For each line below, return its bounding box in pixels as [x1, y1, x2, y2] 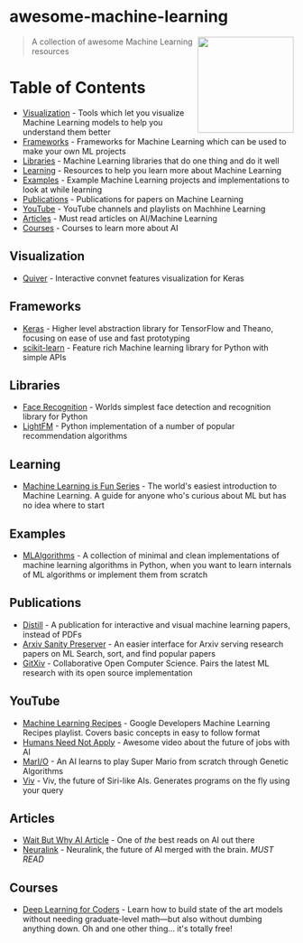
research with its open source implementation [22, 667, 193, 678]
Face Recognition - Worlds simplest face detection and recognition [22, 402, 271, 413]
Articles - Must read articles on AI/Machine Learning [22, 212, 218, 223]
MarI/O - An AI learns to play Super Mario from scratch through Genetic [22, 756, 289, 767]
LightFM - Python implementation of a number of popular [22, 421, 235, 432]
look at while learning [22, 183, 103, 195]
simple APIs [22, 351, 67, 362]
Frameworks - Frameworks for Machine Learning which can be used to [22, 135, 287, 146]
